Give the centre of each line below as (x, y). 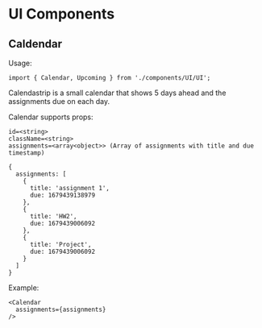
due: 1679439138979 (62, 195)
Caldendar (35, 44)
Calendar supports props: (51, 117)
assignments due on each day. (59, 101)
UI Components (62, 14)
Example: (24, 288)
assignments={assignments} (61, 309)
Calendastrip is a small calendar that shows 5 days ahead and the (117, 93)
